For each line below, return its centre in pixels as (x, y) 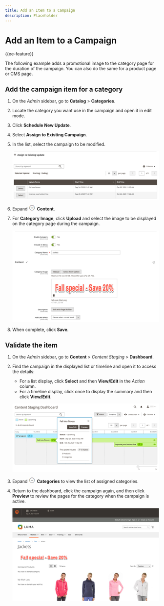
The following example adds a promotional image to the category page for (80, 63)
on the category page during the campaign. (56, 224)
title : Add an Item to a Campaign (40, 10)
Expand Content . (33, 209)
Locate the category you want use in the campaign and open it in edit (82, 111)
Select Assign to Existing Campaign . (50, 135)
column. (28, 386)
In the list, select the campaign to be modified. (59, 144)
